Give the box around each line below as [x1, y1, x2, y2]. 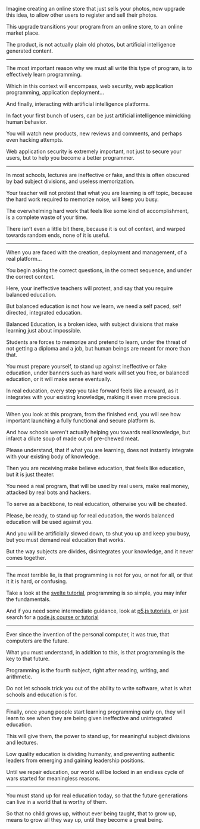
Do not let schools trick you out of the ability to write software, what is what [6, 685, 192, 691]
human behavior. [6, 118, 48, 125]
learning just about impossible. [6, 327, 82, 334]
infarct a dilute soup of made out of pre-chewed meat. [6, 435, 139, 442]
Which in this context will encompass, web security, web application [6, 83, 174, 89]
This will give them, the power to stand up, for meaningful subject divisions [6, 733, 190, 739]
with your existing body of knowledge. [6, 453, 100, 460]
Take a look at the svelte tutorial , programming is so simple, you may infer [6, 589, 187, 596]
